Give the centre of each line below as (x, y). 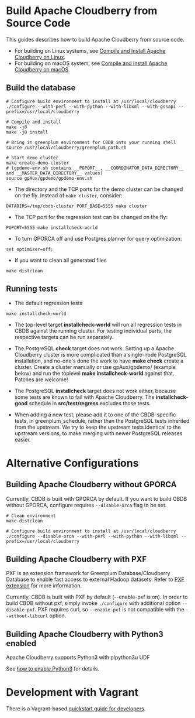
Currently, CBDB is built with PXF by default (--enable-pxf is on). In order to (97, 597)
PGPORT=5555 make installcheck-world (52, 228)
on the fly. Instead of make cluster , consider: (68, 195)
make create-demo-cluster (37, 163)
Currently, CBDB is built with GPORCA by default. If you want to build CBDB (97, 498)
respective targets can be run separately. (64, 337)
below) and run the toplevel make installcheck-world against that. (94, 373)
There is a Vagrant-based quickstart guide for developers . (76, 709)
